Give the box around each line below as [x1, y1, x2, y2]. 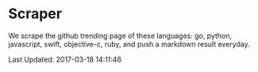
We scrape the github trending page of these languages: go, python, [8, 31, 233, 40]
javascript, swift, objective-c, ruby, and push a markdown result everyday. [8, 39, 250, 48]
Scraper [8, 5, 62, 23]
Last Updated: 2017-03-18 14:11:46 [8, 55, 121, 64]
